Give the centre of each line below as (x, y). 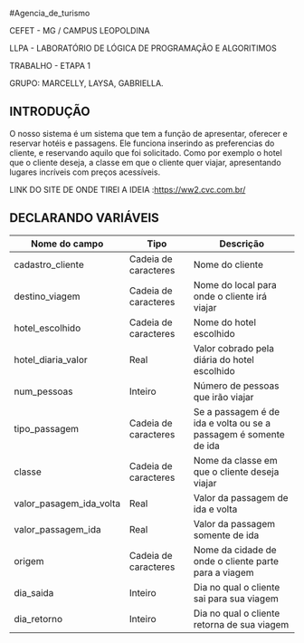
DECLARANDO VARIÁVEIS (85, 218)
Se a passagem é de (237, 411)
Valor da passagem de (241, 497)
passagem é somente (239, 434)
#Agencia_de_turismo (50, 13)
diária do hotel (224, 360)
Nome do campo (67, 244)
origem (29, 561)
